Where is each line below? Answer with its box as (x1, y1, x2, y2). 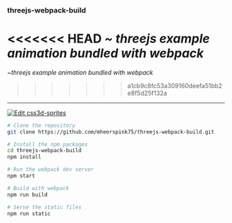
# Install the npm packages (7, 140, 88, 148)
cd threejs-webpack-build (7, 147, 81, 154)
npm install (7, 153, 41, 160)
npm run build (7, 191, 48, 198)
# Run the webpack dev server (7, 166, 95, 173)
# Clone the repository (7, 122, 76, 129)
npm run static (7, 210, 51, 217)
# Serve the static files (7, 204, 81, 211)
